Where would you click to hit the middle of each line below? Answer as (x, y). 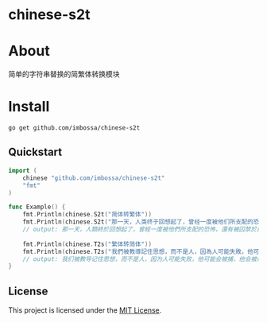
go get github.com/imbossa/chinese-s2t (74, 128)
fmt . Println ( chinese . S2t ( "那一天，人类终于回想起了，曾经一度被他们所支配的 (138, 222)
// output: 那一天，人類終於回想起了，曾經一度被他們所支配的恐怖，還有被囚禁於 (139, 229)
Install (29, 107)
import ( (23, 170)
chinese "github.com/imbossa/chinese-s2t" (94, 178)
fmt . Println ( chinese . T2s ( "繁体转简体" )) (87, 244)
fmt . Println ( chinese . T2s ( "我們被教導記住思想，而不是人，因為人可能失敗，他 (138, 251)
